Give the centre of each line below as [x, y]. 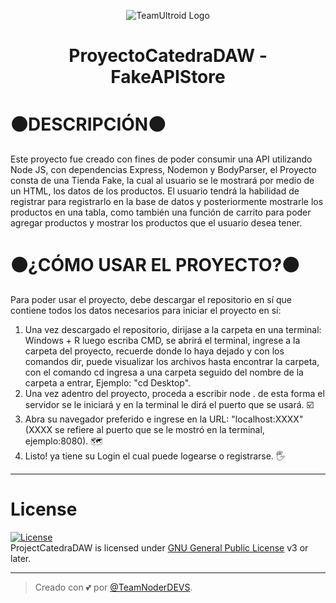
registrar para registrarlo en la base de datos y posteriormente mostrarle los [167, 202]
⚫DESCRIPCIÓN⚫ [88, 124]
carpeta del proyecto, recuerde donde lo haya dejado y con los [154, 351]
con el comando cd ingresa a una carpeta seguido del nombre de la [164, 372]
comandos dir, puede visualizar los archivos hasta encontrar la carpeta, [172, 362]
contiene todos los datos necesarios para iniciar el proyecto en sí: [146, 311]
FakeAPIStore [168, 77]
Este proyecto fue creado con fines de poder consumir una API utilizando [161, 159]
